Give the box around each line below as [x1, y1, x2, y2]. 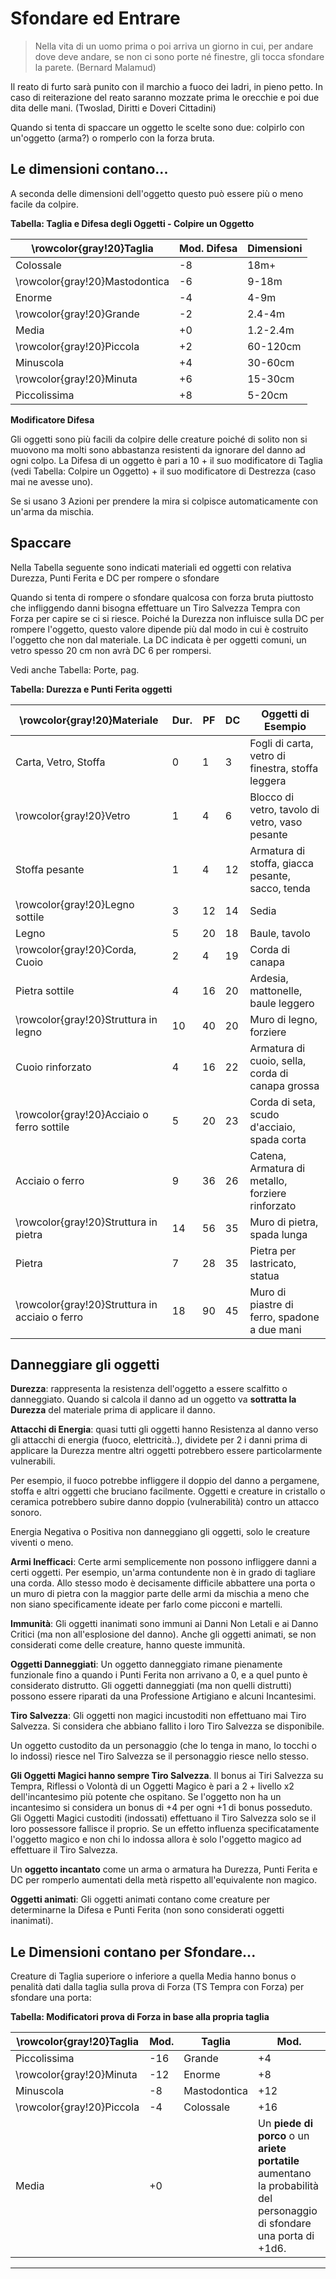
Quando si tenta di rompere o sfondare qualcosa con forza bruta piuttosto [10, 591, 314, 603]
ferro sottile [15, 1120, 70, 1134]
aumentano [258, 2167, 312, 2181]
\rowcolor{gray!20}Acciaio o [15, 1107, 149, 1121]
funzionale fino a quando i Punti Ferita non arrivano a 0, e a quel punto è [10, 1669, 308, 1681]
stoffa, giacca [249, 856, 314, 870]
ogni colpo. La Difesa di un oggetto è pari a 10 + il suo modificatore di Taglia [10, 454, 323, 466]
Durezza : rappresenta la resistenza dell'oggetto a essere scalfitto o [10, 1383, 288, 1395]
